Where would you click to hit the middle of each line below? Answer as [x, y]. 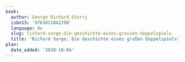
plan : [12, 45]
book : [12, 12]
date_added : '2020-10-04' [43, 50]
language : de [27, 28]
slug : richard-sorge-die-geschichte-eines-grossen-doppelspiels [91, 34]
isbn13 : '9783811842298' [41, 22]
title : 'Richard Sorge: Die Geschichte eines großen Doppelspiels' [95, 39]
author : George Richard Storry [49, 17]
